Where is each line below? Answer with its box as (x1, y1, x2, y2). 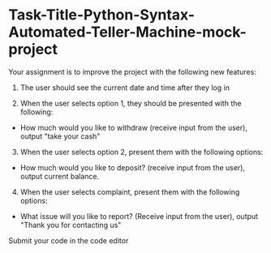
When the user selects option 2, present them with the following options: (19, 147, 264, 157)
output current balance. (19, 171, 100, 181)
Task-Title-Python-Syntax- (8, 6, 196, 24)
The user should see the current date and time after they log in (19, 83, 230, 92)
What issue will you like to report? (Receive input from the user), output (19, 211, 258, 221)
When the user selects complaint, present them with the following (19, 187, 240, 196)
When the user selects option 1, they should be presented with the (19, 98, 242, 108)
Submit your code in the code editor (8, 235, 129, 245)
